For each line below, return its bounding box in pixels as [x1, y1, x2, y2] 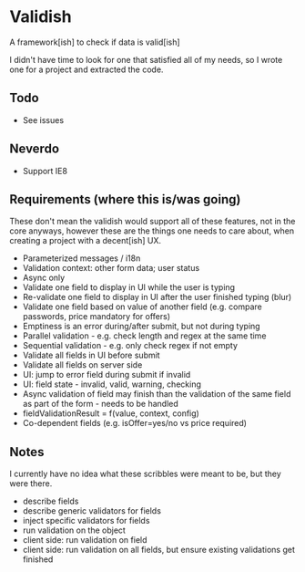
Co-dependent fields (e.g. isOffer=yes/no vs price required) [22, 418, 248, 429]
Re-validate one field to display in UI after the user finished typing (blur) [22, 292, 292, 303]
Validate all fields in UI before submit [22, 349, 161, 361]
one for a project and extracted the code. [9, 64, 164, 75]
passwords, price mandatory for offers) [22, 311, 171, 322]
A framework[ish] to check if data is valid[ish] [9, 36, 180, 47]
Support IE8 [22, 165, 68, 176]
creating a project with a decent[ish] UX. [9, 235, 162, 246]
